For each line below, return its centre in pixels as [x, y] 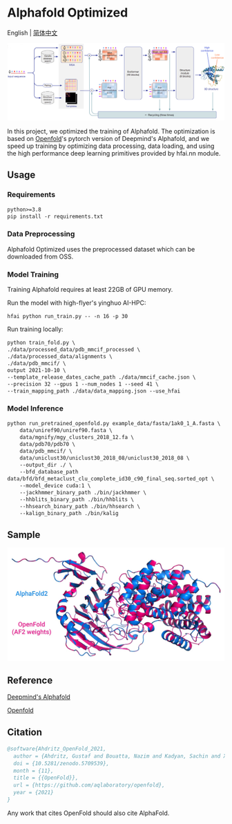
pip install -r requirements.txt [55, 217]
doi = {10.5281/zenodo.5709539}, [61, 763]
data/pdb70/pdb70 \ [48, 444]
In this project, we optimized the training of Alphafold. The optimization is [111, 131]
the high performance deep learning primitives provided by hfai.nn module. [114, 153]
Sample [24, 535]
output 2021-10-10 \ [37, 370]
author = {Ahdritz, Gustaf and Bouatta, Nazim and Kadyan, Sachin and [117, 756]
